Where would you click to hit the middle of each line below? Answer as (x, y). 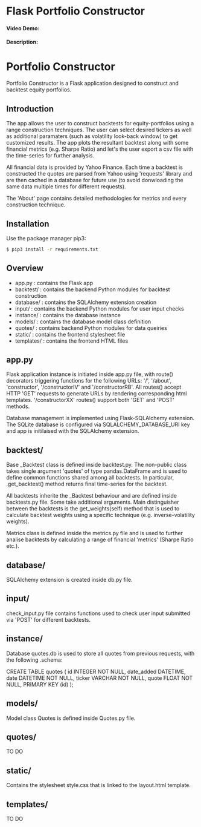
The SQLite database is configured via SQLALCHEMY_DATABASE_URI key (98, 424)
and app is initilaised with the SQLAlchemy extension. (73, 431)
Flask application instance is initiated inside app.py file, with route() (90, 374)
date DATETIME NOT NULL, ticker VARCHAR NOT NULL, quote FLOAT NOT (100, 678)
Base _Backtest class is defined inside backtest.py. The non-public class (97, 465)
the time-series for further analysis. (50, 156)
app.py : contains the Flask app (54, 283)
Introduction (30, 109)
